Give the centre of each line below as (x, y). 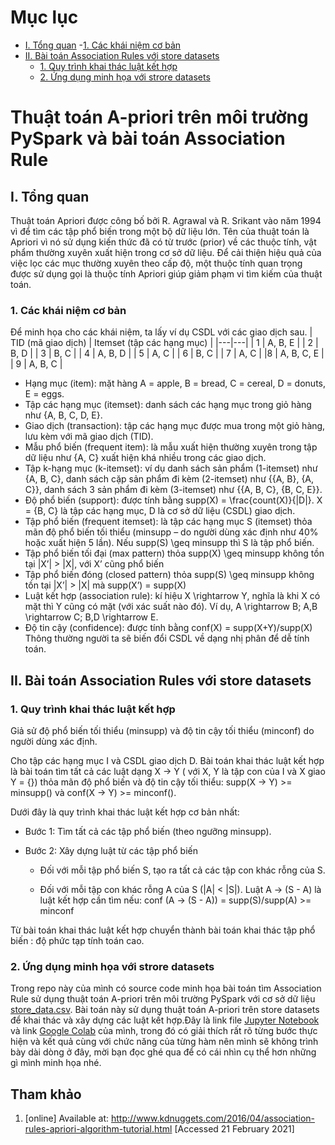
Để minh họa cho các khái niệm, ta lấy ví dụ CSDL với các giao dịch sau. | (161, 332)
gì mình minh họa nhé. (56, 1063)
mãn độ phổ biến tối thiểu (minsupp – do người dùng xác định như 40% (171, 532)
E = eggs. (44, 394)
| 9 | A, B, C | (36, 364)
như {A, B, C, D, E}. (63, 415)
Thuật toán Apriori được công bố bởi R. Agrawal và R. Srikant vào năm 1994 (166, 220)
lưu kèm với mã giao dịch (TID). (89, 437)
